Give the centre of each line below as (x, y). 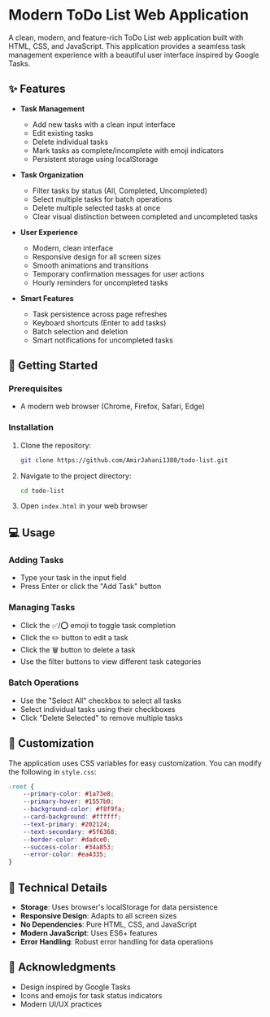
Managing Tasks (42, 608)
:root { (22, 787)
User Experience (49, 232)
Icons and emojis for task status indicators (91, 995)
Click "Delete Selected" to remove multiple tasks (101, 718)
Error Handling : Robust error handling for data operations (117, 942)
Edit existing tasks (63, 133)
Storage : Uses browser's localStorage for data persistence (119, 907)
